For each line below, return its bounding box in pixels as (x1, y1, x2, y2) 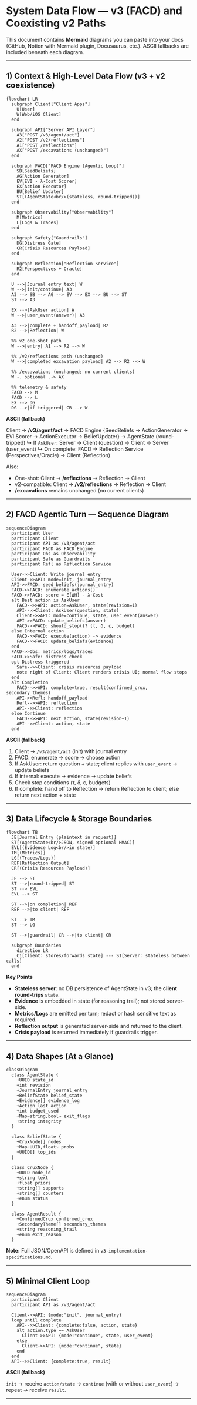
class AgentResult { (11, 1211, 62, 1217)
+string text (16, 1175, 49, 1181)
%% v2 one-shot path (11, 338, 62, 344)
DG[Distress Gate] (16, 240, 62, 246)
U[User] (16, 106, 35, 112)
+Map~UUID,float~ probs (16, 1144, 75, 1150)
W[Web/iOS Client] (16, 111, 62, 117)
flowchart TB (6, 830, 38, 835)
